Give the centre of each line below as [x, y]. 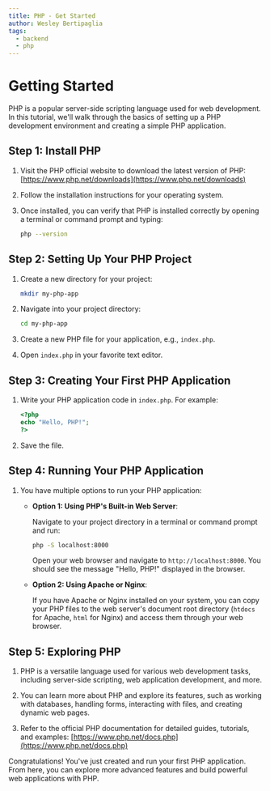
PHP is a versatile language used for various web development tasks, [135, 671]
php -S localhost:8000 [70, 545]
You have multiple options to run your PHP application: [111, 490]
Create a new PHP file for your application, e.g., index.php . [118, 339]
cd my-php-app [44, 324]
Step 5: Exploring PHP [65, 651]
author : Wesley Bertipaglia [56, 23]
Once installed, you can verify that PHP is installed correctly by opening [139, 211]
